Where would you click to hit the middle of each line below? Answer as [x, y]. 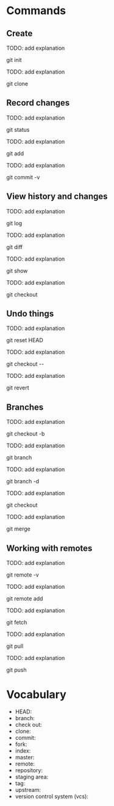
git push [17, 670]
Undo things [30, 314]
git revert [18, 388]
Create [20, 33]
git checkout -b [26, 434]
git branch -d [23, 482]
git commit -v [23, 177]
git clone [17, 84]
